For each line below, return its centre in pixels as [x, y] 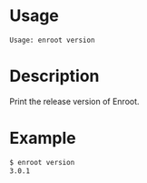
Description [54, 76]
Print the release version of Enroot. [74, 101]
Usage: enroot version [52, 40]
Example [43, 138]
